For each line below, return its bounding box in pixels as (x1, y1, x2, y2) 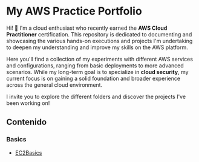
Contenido (6, 117, 47, 127)
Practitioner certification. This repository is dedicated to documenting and (6, 30, 192, 38)
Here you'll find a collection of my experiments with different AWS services (6, 55, 194, 62)
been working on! (6, 99, 50, 107)
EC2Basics (15, 149, 42, 156)
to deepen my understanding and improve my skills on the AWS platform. (6, 44, 189, 51)
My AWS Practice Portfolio (6, 4, 142, 18)
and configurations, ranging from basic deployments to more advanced (6, 62, 184, 69)
